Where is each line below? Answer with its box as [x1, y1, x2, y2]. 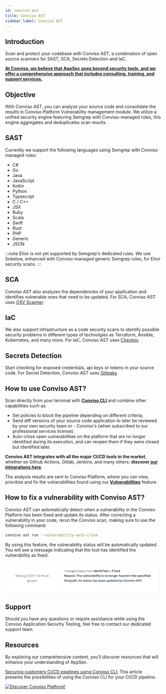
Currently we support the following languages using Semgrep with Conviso [5, 147, 158, 153]
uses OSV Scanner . [5, 299, 44, 305]
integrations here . [5, 464, 43, 470]
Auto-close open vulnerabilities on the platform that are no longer [12, 434, 146, 440]
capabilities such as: [5, 403, 47, 409]
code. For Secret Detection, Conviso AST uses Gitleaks [5, 370, 118, 376]
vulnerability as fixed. [5, 552, 49, 558]
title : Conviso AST [5, 13, 45, 18]
